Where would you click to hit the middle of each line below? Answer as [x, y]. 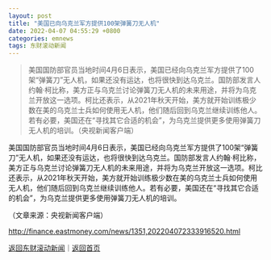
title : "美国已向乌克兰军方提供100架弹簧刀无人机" [84, 23]
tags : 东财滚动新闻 [38, 46]
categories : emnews [41, 38]
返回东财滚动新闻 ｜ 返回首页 [54, 248]
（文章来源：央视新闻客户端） [58, 216]
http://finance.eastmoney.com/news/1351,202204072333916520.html [124, 232]
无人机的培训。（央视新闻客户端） [83, 131]
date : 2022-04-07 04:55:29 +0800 [65, 31]
